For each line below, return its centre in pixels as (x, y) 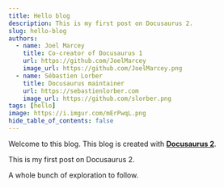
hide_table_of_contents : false (61, 121)
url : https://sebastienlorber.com (81, 91)
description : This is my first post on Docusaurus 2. (101, 23)
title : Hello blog (39, 16)
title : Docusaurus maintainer (74, 83)
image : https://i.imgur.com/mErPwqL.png (78, 114)
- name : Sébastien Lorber (59, 76)
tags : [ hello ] (32, 106)
